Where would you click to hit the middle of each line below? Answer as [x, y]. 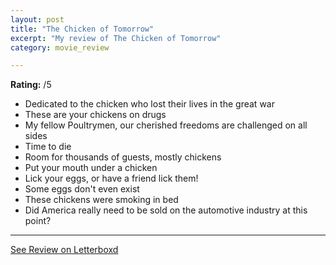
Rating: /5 [31, 85]
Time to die [48, 147]
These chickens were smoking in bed [101, 200]
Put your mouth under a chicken [91, 168]
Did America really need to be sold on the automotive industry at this [166, 210]
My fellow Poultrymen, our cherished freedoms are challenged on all [166, 125]
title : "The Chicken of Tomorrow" [82, 29]
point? [38, 221]
